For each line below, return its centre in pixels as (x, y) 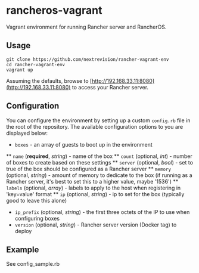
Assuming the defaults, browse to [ (49, 80)
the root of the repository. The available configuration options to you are (95, 126)
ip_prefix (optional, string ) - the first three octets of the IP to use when (102, 212)
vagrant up (20, 70)
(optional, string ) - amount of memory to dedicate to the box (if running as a (99, 175)
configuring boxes (37, 218)
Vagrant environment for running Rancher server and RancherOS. (86, 27)
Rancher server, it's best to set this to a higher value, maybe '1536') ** (92, 181)
